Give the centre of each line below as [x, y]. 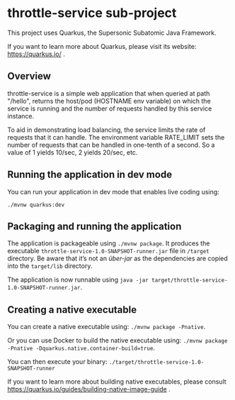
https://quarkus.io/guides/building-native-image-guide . [89, 389]
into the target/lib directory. [50, 266]
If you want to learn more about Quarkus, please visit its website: [102, 46]
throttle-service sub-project [92, 13]
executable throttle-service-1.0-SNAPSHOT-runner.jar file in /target [109, 251]
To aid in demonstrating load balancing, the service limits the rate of [107, 130]
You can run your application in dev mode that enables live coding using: [113, 191]
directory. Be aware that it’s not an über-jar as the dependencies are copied [117, 259]
